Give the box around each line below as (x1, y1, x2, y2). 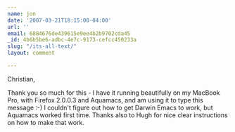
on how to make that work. (7, 118, 84, 126)
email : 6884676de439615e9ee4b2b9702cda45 (7, 29, 131, 37)
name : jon (7, 10, 37, 18)
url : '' (7, 23, 30, 30)
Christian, (7, 74, 35, 83)
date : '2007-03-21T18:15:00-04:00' (7, 17, 112, 24)
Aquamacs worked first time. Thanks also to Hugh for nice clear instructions (7, 110, 228, 119)
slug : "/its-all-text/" (7, 43, 77, 50)
